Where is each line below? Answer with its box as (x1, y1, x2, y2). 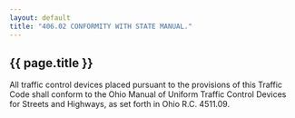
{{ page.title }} (9, 55, 93, 71)
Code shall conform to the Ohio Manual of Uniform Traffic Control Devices (9, 89, 287, 100)
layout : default (9, 13, 71, 23)
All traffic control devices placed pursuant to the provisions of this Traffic (9, 79, 283, 91)
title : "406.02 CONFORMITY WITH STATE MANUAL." (9, 22, 193, 31)
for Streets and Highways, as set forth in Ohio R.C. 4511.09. (9, 99, 230, 110)
